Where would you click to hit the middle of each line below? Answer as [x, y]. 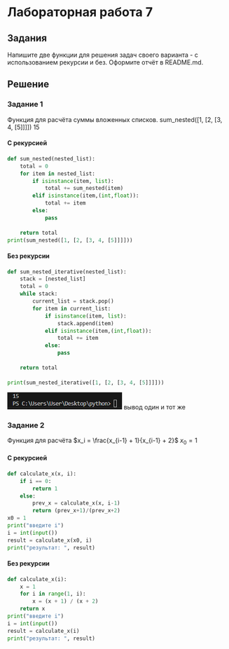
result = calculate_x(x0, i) [50, 540]
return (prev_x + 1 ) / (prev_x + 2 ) [76, 511]
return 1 [45, 489]
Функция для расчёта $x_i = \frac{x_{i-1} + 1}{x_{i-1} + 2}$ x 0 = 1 [102, 441]
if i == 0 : [36, 481]
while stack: [39, 294]
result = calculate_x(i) [43, 631]
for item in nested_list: [58, 173]
